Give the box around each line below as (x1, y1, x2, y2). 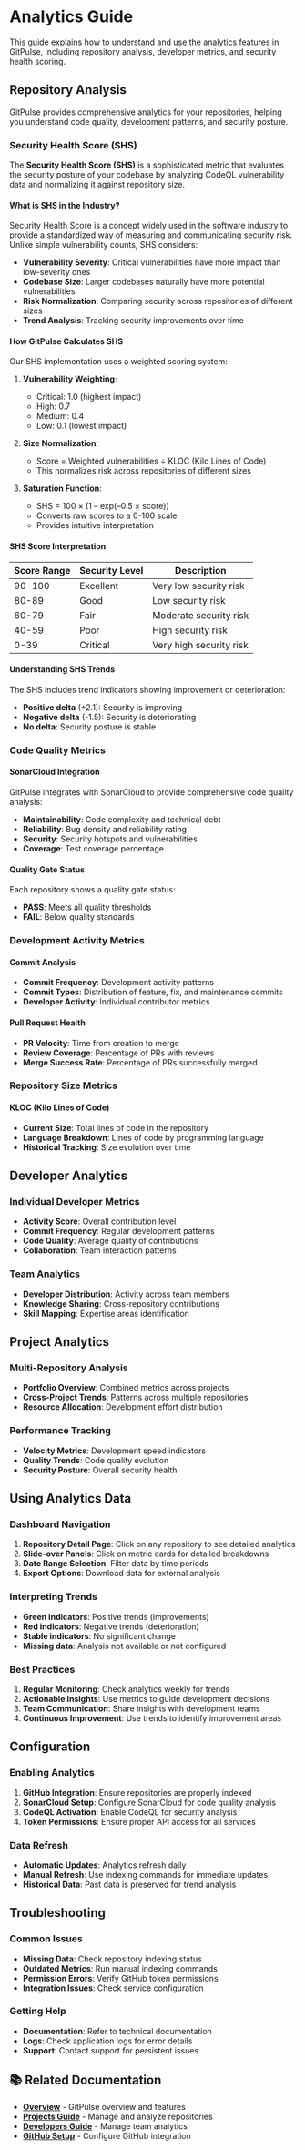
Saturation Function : (22, 483, 102, 494)
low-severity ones (22, 267, 91, 278)
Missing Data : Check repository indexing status (22, 1953, 202, 1964)
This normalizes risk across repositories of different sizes (36, 465, 252, 476)
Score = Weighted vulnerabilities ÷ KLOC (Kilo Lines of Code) (36, 455, 267, 466)
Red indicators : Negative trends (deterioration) (22, 1621, 200, 1632)
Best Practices (9, 1663, 76, 1676)
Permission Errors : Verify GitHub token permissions (22, 1972, 219, 1983)
